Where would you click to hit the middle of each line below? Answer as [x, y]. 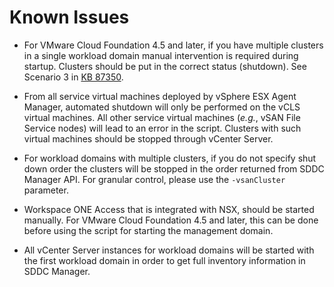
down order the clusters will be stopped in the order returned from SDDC [174, 168]
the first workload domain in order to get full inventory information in [164, 260]
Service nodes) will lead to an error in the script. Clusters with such [162, 128]
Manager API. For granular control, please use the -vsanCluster [154, 179]
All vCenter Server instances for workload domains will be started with [169, 250]
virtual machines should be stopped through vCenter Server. [148, 138]
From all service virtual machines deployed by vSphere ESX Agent [160, 96]
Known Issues [69, 17]
